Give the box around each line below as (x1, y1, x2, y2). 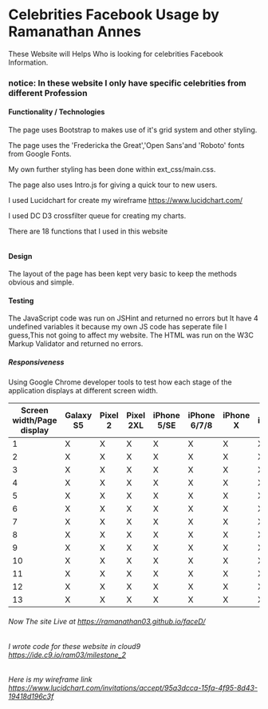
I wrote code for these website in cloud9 (8, 641, 141, 651)
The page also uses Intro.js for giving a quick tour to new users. (8, 180, 218, 189)
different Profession (8, 87, 88, 98)
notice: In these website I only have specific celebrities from (8, 78, 246, 89)
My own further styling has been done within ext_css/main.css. (8, 165, 216, 174)
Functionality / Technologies (8, 107, 105, 117)
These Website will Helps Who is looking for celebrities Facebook (8, 49, 223, 58)
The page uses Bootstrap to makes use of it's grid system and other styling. (8, 125, 258, 135)
